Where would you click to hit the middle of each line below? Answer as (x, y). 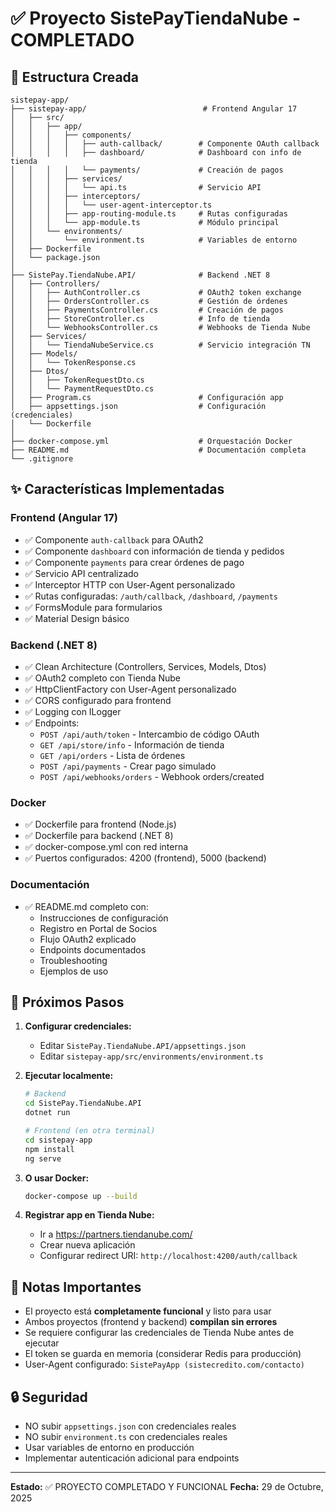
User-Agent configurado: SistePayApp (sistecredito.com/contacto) (165, 1364)
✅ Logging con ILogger (73, 711)
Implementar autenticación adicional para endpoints (132, 1458)
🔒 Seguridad (49, 1397)
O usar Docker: (57, 1178)
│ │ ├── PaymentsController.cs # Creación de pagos (147, 310)
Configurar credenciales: (78, 1026)
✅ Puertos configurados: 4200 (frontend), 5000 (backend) (145, 858)
